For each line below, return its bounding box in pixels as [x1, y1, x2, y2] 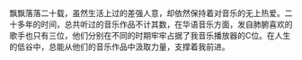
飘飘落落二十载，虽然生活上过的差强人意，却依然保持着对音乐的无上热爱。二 [9, 8, 293, 18]
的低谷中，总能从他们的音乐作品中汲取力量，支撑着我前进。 [9, 41, 230, 52]
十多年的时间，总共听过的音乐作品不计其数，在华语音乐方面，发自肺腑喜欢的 [9, 19, 293, 30]
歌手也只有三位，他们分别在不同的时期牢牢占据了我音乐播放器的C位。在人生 [9, 30, 291, 40]
